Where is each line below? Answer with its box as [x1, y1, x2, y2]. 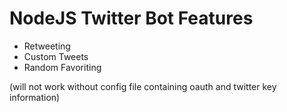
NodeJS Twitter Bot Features [9, 7, 254, 30]
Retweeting [23, 40, 71, 52]
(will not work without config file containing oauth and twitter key [9, 80, 277, 92]
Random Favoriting [23, 61, 102, 73]
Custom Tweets [23, 50, 89, 62]
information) [9, 91, 61, 103]
